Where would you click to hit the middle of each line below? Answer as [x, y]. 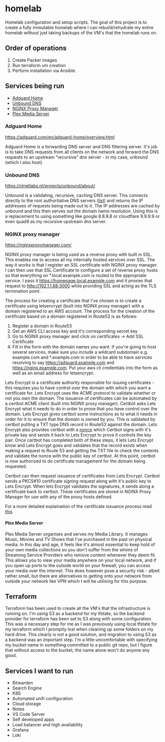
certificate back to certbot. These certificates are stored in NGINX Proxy [78, 492]
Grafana [20, 730]
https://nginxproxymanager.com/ [39, 245]
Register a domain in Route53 [42, 326]
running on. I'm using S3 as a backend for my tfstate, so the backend [75, 613]
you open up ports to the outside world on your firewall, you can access [78, 565]
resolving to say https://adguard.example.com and [63, 363]
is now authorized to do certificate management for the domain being [75, 461]
